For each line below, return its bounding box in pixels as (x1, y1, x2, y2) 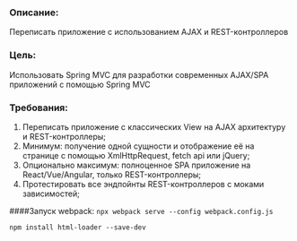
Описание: (9, 6, 59, 19)
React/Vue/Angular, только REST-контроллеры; (22, 168, 202, 180)
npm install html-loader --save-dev (9, 222, 146, 232)
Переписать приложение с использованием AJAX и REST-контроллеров (9, 27, 289, 38)
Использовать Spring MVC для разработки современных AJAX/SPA (9, 69, 269, 80)
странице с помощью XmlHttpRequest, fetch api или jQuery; (22, 150, 250, 160)
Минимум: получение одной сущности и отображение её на (22, 141, 255, 151)
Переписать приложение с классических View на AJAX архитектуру (22, 121, 286, 132)
